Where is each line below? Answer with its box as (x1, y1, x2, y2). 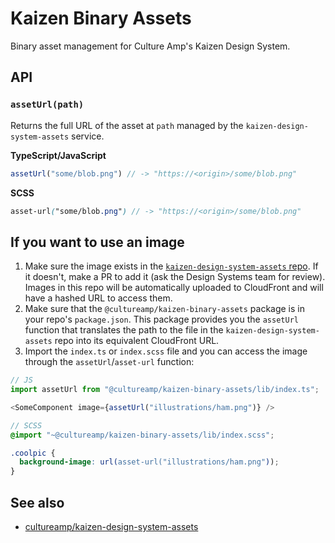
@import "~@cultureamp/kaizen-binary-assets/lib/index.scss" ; (10, 430, 275, 440)
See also (10, 494, 65, 511)
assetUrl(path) (10, 99, 85, 111)
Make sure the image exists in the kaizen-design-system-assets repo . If (24, 260, 319, 272)
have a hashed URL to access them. (24, 292, 173, 304)
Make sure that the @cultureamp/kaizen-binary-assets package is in (24, 303, 305, 315)
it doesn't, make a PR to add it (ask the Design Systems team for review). (24, 271, 326, 283)
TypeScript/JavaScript (10, 149, 107, 161)
